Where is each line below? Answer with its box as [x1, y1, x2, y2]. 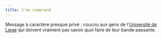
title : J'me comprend [5, 7, 51, 13]
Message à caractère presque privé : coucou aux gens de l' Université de [5, 21, 157, 27]
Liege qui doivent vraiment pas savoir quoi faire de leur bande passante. [5, 26, 156, 33]
